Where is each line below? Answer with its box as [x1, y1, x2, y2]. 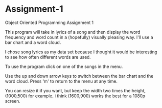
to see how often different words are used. [5, 54, 91, 60]
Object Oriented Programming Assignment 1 [5, 20, 94, 25]
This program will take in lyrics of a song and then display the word [5, 29, 140, 35]
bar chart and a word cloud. [5, 39, 61, 45]
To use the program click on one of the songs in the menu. [5, 64, 123, 69]
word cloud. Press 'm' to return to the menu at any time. [5, 78, 117, 84]
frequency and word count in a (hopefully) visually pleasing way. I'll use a [5, 34, 153, 40]
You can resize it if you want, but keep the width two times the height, [5, 87, 146, 93]
